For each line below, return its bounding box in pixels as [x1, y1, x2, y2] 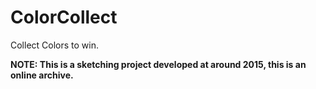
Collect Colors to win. [10, 39, 100, 51]
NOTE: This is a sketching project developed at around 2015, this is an [10, 58, 307, 70]
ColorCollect [10, 6, 118, 29]
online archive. [10, 69, 74, 81]
